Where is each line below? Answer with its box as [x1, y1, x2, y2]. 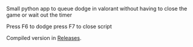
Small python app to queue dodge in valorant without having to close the [6, 5, 188, 12]
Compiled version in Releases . [6, 35, 82, 41]
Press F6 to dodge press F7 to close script [6, 23, 112, 30]
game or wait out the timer [6, 11, 73, 18]
